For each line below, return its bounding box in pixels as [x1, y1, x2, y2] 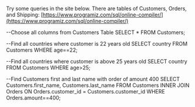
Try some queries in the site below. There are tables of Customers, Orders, [6, 5, 187, 12]
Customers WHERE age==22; [6, 46, 78, 53]
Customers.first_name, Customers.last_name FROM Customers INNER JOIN [6, 82, 190, 89]
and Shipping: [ [6, 11, 43, 18]
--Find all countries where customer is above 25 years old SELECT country [6, 58, 188, 65]
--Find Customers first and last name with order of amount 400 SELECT [6, 76, 180, 82]
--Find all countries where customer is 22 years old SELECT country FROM [6, 41, 188, 47]
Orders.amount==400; [6, 94, 61, 101]
